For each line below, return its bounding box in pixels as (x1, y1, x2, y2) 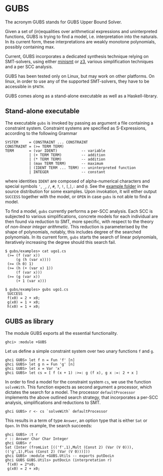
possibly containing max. (5, 44, 55, 50)
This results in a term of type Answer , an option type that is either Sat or (5, 417, 147, 423)
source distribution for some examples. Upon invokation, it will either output (5, 188, 157, 194)
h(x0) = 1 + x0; (7, 304, 40, 309)
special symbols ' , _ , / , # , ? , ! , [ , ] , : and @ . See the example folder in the (5, 183, 149, 189)
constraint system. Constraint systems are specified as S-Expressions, (5, 125, 147, 131)
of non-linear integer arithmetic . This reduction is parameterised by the (5, 223, 148, 229)
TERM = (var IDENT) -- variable (5, 148, 106, 153)
